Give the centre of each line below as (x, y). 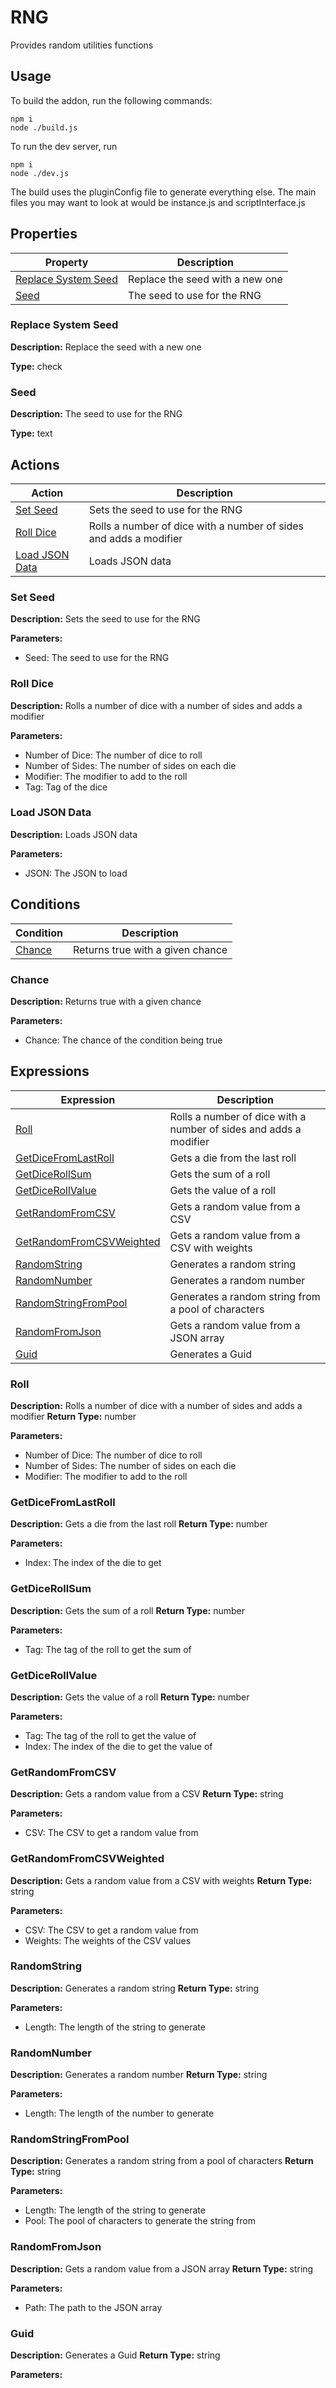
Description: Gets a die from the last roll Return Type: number (139, 1524)
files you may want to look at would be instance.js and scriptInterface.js (158, 202)
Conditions (45, 904)
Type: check (36, 366)
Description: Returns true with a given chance (106, 1001)
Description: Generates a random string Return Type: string (135, 1988)
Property (66, 262)
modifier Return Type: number (73, 1417)
